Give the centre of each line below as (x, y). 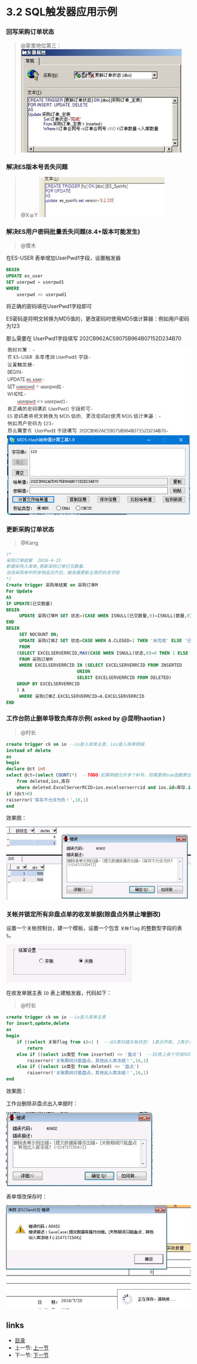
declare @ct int (26, 769)
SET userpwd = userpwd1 (35, 282)
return (35, 1048)
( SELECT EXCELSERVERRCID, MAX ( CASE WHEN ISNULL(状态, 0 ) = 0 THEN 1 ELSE (103, 653)
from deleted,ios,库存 (43, 782)
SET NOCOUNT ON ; (39, 635)
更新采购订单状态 (30, 530)
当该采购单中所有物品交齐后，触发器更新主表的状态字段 (63, 573)
